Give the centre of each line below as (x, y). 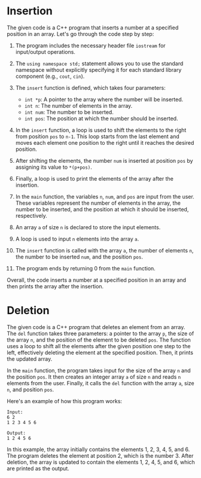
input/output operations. (45, 51)
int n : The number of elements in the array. (78, 105)
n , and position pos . (31, 389)
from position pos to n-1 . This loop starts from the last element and (98, 136)
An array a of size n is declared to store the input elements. (88, 227)
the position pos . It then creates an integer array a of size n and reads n (94, 377)
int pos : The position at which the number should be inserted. (101, 118)
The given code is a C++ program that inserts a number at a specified (93, 28)
